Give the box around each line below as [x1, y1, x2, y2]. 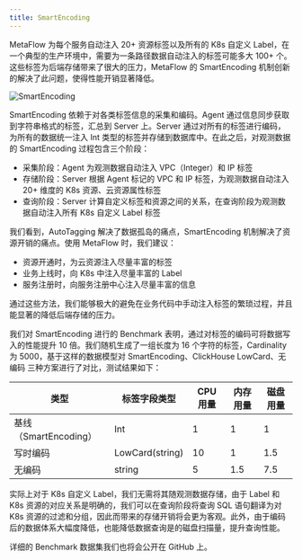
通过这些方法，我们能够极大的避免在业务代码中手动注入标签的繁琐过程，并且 [9, 298, 293, 308]
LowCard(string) [113, 446, 184, 458]
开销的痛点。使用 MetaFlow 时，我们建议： [16, 237, 177, 248]
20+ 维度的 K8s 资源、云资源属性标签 [22, 184, 162, 195]
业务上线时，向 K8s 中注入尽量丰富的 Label [22, 267, 182, 279]
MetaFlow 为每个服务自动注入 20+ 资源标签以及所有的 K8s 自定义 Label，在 [9, 39, 290, 49]
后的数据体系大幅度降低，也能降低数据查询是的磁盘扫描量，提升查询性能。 [9, 522, 285, 533]
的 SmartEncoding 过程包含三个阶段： [9, 143, 150, 154]
